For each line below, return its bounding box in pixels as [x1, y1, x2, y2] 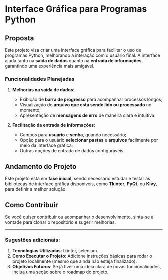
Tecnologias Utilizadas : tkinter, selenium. [12, 248, 99, 254]
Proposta [5, 34, 34, 42]
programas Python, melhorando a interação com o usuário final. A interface [5, 52, 161, 58]
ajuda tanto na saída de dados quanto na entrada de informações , [5, 58, 143, 63]
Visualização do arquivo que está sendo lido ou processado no [19, 102, 152, 108]
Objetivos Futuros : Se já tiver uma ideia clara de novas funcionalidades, [12, 264, 161, 270]
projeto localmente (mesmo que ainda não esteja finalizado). [12, 258, 137, 264]
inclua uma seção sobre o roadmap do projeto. [12, 269, 109, 275]
